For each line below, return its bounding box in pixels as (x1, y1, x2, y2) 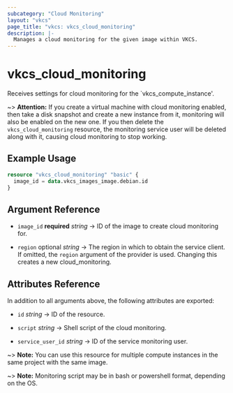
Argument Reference (7, 203, 100, 215)
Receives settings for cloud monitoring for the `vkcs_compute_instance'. (7, 89, 215, 98)
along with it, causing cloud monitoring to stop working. (7, 133, 167, 141)
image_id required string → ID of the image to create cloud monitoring (17, 222, 218, 230)
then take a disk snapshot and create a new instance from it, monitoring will (7, 110, 225, 119)
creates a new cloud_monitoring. (17, 258, 112, 266)
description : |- (7, 29, 54, 37)
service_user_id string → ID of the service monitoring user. (17, 337, 188, 346)
